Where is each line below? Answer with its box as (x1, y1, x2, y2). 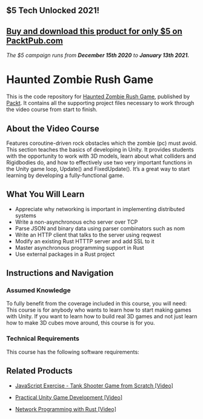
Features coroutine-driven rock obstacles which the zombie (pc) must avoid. (6, 139, 198, 147)
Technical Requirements (6, 334, 80, 343)
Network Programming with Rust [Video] (15, 405, 117, 412)
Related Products (6, 366, 73, 376)
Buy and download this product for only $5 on (6, 26, 183, 36)
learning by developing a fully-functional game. (6, 172, 124, 179)
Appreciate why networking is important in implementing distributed (15, 205, 185, 212)
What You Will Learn (6, 189, 85, 199)
